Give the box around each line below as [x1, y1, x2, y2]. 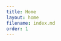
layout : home [6, 14, 39, 20]
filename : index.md [6, 20, 56, 26]
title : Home [6, 8, 36, 15]
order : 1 [6, 25, 28, 32]
